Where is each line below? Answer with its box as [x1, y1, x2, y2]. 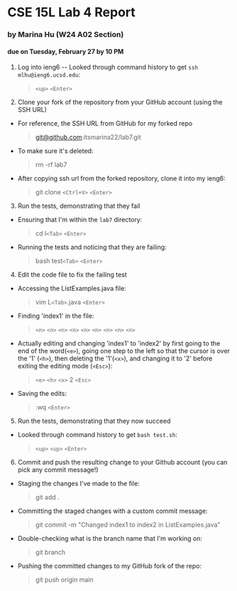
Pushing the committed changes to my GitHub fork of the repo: [17, 562, 202, 570]
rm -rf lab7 [35, 160, 67, 169]
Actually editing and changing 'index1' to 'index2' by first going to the [17, 339, 221, 348]
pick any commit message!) [17, 465, 99, 474]
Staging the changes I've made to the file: [17, 480, 140, 488]
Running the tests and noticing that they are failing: [17, 243, 167, 252]
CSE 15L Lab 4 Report [7, 4, 136, 21]
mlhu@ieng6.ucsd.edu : [17, 70, 80, 79]
